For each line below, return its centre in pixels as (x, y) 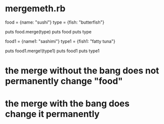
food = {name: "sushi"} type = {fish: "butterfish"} (55, 22)
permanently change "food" (64, 81)
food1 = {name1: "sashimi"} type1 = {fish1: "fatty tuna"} (60, 41)
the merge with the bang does (67, 104)
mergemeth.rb (35, 9)
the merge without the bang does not (82, 71)
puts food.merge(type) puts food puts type (48, 31)
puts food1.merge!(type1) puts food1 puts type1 (52, 51)
